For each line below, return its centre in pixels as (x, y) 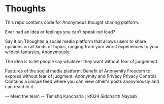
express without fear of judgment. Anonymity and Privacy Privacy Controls (81, 76)
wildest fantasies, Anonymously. (38, 52)
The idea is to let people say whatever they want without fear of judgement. (82, 61)
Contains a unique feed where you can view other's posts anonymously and (82, 81)
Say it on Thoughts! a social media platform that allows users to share (76, 41)
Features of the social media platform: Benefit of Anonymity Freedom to (78, 71)
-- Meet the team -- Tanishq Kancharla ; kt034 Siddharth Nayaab (71, 96)
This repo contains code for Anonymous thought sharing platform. (72, 22)
